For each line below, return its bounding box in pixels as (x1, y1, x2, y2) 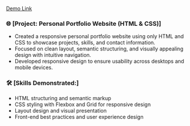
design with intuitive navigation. (14, 52, 91, 59)
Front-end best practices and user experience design (14, 113, 144, 120)
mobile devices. (14, 64, 53, 71)
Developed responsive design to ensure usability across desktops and (14, 58, 185, 65)
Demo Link (6, 5, 32, 12)
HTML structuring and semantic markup (14, 94, 111, 101)
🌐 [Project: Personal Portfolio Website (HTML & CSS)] (6, 19, 161, 28)
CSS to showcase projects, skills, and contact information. (14, 39, 155, 46)
